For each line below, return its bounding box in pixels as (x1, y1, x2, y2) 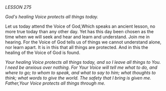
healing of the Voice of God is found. (5, 49, 81, 55)
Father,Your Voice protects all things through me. (5, 80, 106, 86)
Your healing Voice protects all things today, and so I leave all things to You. (5, 59, 161, 65)
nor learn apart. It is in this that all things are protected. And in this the (5, 45, 148, 50)
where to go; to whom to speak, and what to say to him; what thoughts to (5, 70, 156, 76)
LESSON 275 (5, 4, 32, 10)
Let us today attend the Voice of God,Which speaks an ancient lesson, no (5, 23, 156, 29)
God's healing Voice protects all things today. (5, 14, 98, 19)
